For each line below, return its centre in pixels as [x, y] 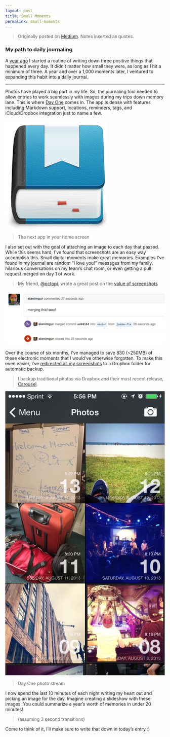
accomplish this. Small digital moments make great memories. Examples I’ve [85, 257]
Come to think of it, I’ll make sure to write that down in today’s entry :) [78, 729]
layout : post [19, 11]
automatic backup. [25, 369]
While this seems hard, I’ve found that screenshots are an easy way [76, 252]
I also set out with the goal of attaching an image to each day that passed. [82, 247]
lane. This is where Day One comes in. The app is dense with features [78, 102]
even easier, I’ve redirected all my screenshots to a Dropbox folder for [78, 364]
